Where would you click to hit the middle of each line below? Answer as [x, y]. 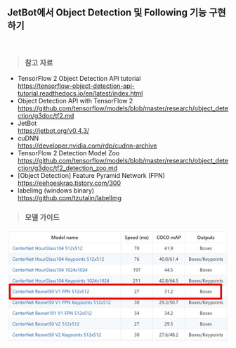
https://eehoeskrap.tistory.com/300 [69, 183]
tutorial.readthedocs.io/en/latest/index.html [80, 94]
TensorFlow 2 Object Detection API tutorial [79, 79]
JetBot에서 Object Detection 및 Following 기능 [107, 13]
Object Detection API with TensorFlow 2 [75, 101]
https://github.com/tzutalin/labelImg [69, 198]
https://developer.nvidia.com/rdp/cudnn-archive [87, 146]
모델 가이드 [42, 218]
